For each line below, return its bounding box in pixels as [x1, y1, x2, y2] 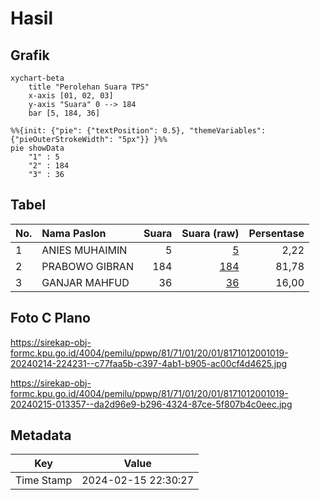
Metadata [10, 427, 72, 444]
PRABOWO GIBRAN [41, 259, 134, 273]
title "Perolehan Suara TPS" [28, 82, 150, 92]
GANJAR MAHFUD [41, 275, 130, 289]
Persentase [248, 226, 305, 240]
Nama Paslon [41, 226, 107, 240]
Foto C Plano [10, 310, 91, 327]
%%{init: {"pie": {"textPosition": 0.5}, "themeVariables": [10, 126, 267, 136]
